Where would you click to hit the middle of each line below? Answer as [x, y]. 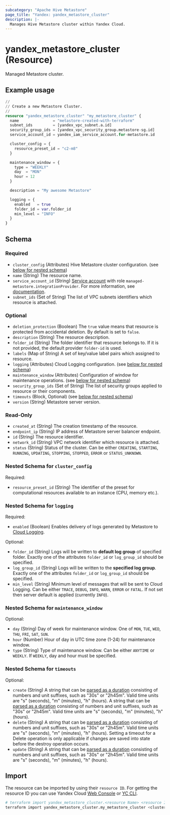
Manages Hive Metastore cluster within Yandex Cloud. [68, 24]
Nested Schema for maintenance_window [54, 608]
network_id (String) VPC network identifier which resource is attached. [86, 443]
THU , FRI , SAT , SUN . [31, 634]
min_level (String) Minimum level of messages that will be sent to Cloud [88, 584]
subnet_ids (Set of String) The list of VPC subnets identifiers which [82, 297]
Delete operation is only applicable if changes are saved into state [81, 738]
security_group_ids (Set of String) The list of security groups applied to [87, 386]
